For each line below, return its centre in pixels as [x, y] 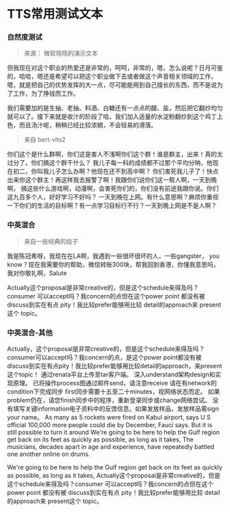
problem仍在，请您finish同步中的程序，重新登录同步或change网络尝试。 [109, 400]
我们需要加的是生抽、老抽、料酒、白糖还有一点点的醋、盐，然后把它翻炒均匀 [115, 108]
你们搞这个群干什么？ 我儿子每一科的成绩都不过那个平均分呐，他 [122, 163]
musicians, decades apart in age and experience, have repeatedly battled [111, 447]
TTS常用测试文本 [55, 14]
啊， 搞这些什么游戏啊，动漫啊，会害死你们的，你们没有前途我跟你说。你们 [113, 188]
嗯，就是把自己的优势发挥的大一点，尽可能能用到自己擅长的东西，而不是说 [112, 85]
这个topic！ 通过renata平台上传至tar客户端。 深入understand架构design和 [111, 374]
